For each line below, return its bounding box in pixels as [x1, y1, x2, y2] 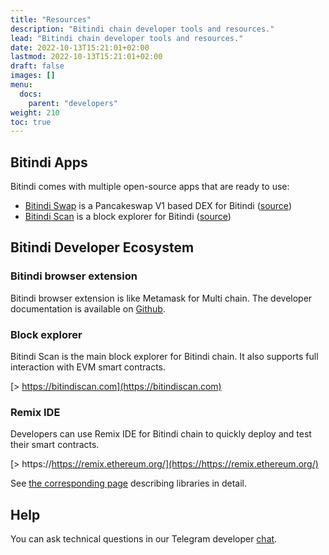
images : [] [10, 71, 56, 81]
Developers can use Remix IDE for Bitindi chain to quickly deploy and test [10, 428, 312, 440]
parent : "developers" [28, 98, 118, 108]
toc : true [10, 117, 52, 127]
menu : [10, 80, 33, 90]
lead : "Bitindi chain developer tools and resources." [10, 33, 244, 43]
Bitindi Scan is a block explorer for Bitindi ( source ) [24, 211, 232, 223]
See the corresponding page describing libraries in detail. [10, 477, 248, 490]
